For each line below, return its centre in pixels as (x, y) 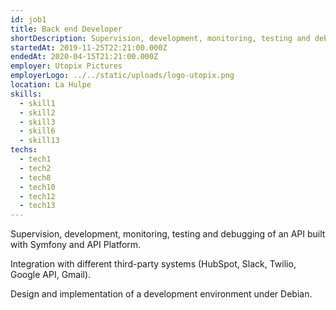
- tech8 (35, 177)
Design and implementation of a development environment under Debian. (161, 294)
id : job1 (28, 19)
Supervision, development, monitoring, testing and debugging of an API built (168, 234)
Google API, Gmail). (51, 275)
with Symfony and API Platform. (76, 245)
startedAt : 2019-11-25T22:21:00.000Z (89, 47)
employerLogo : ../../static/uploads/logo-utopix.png (122, 76)
